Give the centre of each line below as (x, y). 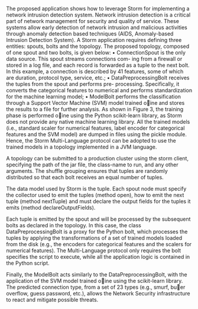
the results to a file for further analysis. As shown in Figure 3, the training (95, 109)
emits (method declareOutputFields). (51, 207)
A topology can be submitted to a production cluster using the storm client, (98, 158)
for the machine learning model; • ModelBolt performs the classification (94, 96)
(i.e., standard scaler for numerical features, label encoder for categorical (95, 128)
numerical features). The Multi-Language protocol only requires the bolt (94, 250)
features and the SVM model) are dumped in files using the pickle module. (97, 134)
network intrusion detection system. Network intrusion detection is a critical (98, 15)
